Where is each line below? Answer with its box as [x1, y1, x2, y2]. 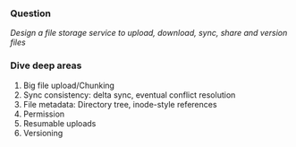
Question [10, 7, 52, 20]
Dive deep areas [10, 59, 82, 72]
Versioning [22, 127, 63, 138]
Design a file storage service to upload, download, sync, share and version [10, 28, 288, 39]
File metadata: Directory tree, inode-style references [22, 99, 217, 109]
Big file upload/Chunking [22, 80, 115, 91]
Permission [22, 108, 65, 119]
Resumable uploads [22, 117, 97, 128]
